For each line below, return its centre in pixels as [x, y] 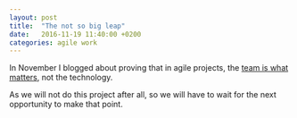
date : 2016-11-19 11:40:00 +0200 [75, 34]
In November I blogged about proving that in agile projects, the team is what [149, 68]
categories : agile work [54, 42]
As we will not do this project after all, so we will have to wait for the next [143, 95]
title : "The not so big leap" [67, 26]
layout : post [33, 17]
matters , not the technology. [61, 78]
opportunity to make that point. [66, 105]
